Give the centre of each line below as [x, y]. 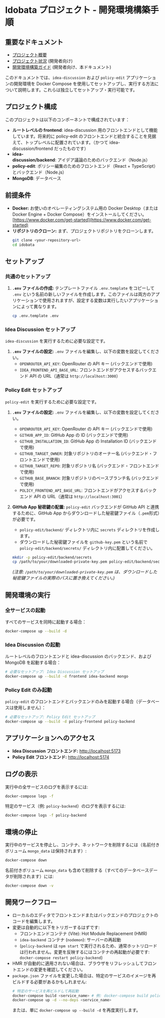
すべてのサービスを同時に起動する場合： [46, 622]
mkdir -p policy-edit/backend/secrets [52, 557]
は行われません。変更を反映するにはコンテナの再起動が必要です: [84, 952]
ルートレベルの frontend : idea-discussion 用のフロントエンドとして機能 [85, 130]
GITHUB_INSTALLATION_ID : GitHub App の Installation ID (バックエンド [88, 441]
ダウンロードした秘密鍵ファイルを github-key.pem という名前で [83, 542]
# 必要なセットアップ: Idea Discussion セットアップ [55, 672]
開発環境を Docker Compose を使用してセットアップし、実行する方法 [84, 84]
